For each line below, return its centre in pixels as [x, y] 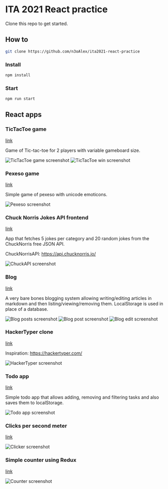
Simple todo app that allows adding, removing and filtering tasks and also [82, 398]
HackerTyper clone [29, 332]
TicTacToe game [26, 129]
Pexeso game [22, 173]
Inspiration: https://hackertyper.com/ [44, 353]
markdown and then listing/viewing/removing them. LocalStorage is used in [85, 304]
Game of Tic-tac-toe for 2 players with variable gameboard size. [73, 150]
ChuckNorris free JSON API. [35, 244]
